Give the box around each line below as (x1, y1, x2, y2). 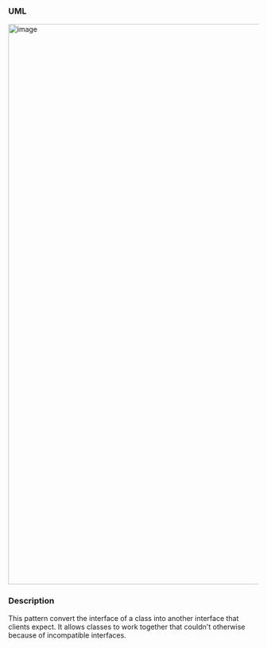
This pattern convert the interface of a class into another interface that (8, 613, 239, 623)
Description (8, 596, 55, 607)
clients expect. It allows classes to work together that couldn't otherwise (8, 622, 246, 631)
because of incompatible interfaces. (8, 630, 127, 640)
